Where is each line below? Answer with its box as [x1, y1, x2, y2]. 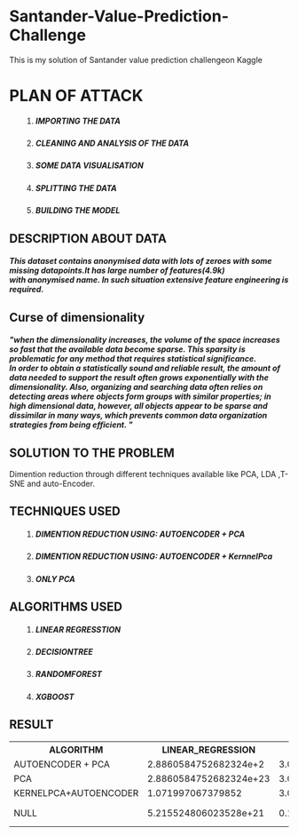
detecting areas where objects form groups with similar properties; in [9, 391, 272, 402]
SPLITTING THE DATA [35, 182, 117, 193]
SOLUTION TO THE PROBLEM [9, 445, 175, 460]
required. [9, 284, 44, 295]
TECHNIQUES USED [9, 504, 122, 519]
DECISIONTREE [35, 647, 93, 657]
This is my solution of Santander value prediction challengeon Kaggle [9, 54, 263, 65]
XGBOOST [35, 691, 74, 702]
